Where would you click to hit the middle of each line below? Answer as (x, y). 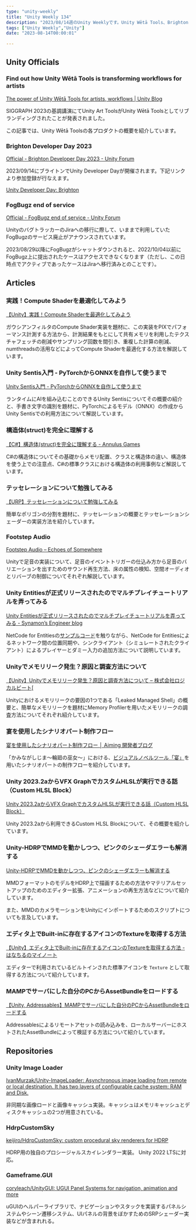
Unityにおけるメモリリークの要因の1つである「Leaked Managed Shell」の (94, 700)
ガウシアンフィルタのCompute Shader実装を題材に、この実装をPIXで (89, 327)
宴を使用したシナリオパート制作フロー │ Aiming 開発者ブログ (80, 745)
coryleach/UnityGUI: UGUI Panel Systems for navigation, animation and (92, 1188)
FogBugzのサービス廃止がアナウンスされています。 (68, 237)
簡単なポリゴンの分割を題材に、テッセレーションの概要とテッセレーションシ (98, 514)
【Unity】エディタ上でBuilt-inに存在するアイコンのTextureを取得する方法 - (96, 948)
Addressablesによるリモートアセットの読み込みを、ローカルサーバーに (91, 1025)
